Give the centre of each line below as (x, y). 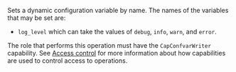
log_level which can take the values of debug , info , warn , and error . (117, 32)
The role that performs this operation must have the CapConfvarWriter (109, 45)
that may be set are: (37, 18)
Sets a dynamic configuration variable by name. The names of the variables (118, 10)
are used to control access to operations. (68, 61)
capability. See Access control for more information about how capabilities (117, 53)
